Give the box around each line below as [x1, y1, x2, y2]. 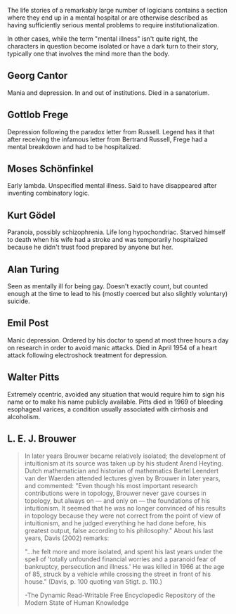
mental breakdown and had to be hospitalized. [7, 142, 142, 151]
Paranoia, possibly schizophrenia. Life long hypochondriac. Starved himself [7, 228, 226, 236]
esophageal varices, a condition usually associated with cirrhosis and [7, 404, 209, 414]
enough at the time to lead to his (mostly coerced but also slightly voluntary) [7, 290, 228, 298]
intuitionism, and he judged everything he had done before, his [24, 518, 206, 527]
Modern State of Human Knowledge [24, 598, 129, 607]
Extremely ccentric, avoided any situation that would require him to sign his [7, 390, 225, 398]
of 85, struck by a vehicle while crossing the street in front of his [24, 570, 211, 578]
